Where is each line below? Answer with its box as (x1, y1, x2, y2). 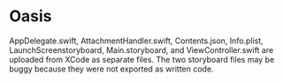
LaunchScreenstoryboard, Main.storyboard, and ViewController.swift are (9, 44, 274, 55)
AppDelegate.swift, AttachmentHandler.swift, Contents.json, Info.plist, (9, 35, 264, 46)
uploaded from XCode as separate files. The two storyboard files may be (9, 54, 275, 64)
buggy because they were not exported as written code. (9, 64, 214, 74)
